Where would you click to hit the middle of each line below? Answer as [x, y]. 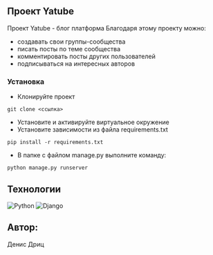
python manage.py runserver [48, 168]
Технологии [34, 189]
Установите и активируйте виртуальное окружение [93, 122]
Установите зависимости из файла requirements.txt [92, 130]
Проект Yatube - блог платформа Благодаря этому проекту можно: [106, 28]
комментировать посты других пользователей [86, 56]
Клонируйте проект [46, 97]
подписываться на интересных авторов [76, 63]
